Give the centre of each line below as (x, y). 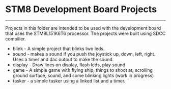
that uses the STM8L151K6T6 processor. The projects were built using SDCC (85, 33)
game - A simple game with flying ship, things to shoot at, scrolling (82, 70)
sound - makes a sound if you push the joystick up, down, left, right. (84, 54)
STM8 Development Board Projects (81, 9)
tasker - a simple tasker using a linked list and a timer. (69, 81)
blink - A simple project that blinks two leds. (59, 49)
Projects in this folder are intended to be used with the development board (83, 28)
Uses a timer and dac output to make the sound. (63, 59)
